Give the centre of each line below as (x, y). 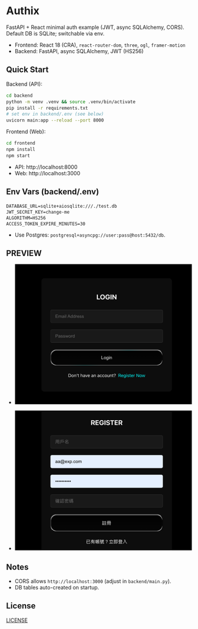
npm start (18, 155)
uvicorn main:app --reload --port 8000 (55, 120)
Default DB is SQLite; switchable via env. (55, 33)
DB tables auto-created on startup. (57, 587)
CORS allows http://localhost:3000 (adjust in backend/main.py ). (93, 581)
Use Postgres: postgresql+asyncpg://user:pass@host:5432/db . (90, 235)
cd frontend (21, 143)
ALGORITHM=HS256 (26, 218)
